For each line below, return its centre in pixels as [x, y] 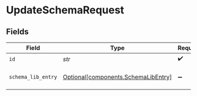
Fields [18, 32]
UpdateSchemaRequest [65, 10]
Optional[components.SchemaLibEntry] [117, 77]
